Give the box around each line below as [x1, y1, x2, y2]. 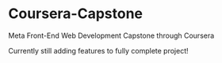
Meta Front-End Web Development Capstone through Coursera [8, 31, 215, 40]
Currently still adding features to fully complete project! [8, 46, 189, 55]
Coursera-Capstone [8, 5, 144, 23]
